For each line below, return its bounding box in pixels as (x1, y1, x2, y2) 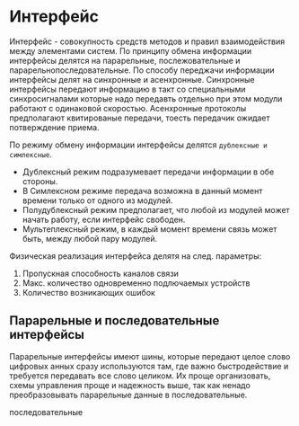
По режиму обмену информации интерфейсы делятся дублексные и (9, 139, 268, 150)
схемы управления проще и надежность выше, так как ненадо (9, 379, 251, 390)
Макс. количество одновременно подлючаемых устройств (22, 277, 251, 288)
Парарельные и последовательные (9, 313, 220, 329)
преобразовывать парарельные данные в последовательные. (9, 389, 248, 400)
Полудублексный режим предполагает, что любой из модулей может (22, 204, 290, 215)
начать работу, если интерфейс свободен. (22, 214, 186, 225)
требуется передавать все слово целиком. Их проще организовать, (9, 370, 271, 381)
